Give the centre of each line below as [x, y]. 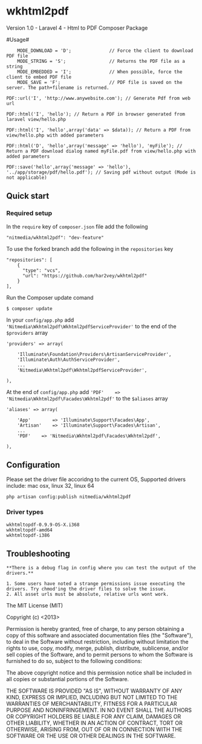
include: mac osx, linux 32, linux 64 [50, 486]
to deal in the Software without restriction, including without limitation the [97, 641]
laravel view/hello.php [36, 119]
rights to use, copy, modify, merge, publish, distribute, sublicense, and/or [97, 648]
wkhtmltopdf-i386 [28, 535]
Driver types [25, 512]
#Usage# [18, 39]
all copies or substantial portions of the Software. [67, 679]
